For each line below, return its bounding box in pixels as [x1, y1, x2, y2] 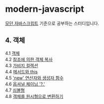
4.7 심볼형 [5, 87, 25, 93]
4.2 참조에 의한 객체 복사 [5, 56, 53, 62]
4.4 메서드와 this [5, 69, 38, 74]
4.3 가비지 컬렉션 [5, 63, 39, 69]
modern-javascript [5, 3, 84, 15]
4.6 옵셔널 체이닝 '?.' [5, 81, 46, 87]
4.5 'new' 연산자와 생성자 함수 [5, 75, 64, 81]
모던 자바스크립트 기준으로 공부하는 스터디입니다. [5, 20, 100, 26]
